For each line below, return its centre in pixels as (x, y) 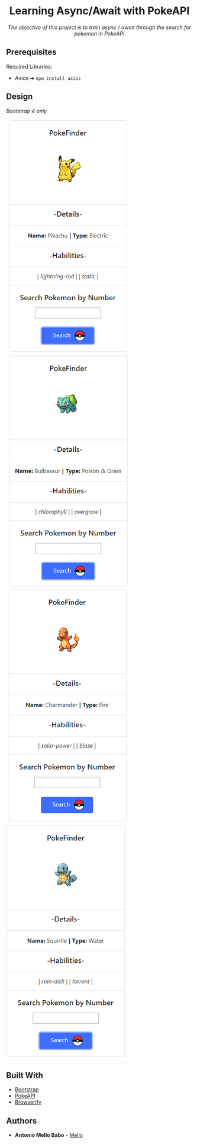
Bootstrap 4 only (27, 111)
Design (20, 97)
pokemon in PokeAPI (99, 33)
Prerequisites (31, 52)
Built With (25, 1075)
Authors (22, 1121)
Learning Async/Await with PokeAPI (99, 11)
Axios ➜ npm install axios (48, 78)
